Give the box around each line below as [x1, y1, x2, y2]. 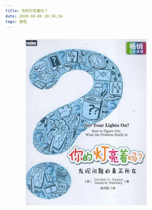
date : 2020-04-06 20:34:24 [5, 13, 63, 19]
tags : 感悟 [5, 19, 27, 24]
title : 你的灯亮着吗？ [5, 8, 49, 13]
